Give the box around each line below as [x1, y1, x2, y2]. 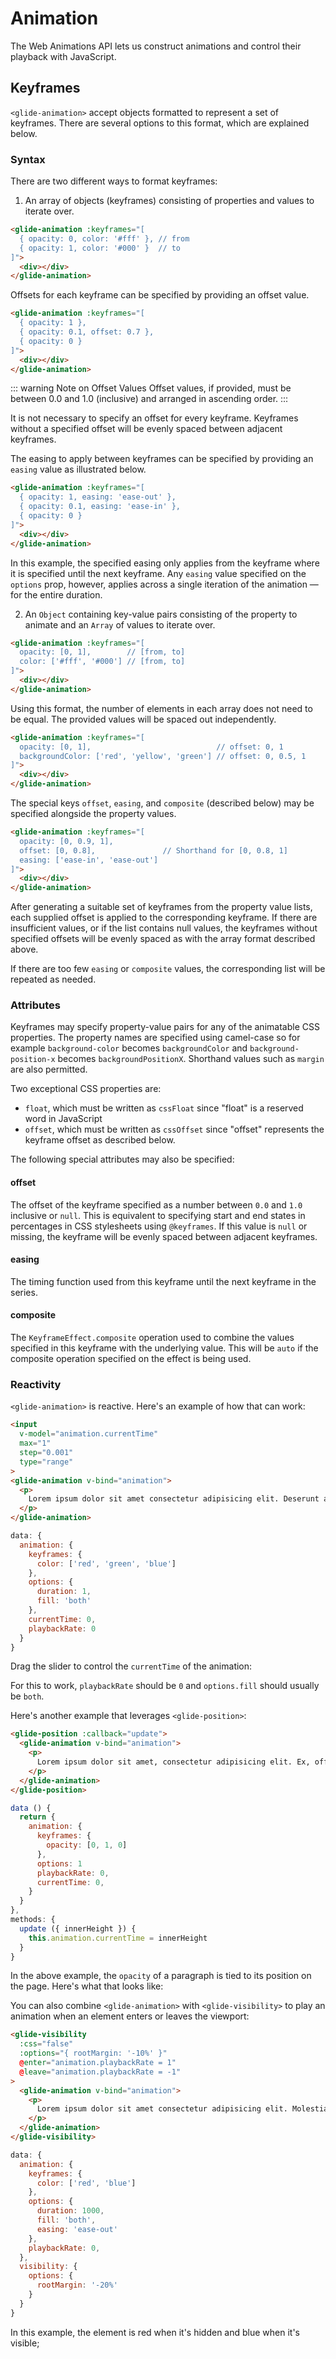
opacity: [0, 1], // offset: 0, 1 [19, 742, 284, 752]
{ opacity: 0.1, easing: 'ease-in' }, [19, 502, 182, 512]
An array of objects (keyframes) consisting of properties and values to [24, 195, 315, 207]
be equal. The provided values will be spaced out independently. [10, 713, 277, 725]
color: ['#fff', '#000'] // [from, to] [19, 657, 186, 667]
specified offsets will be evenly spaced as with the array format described [10, 933, 316, 945]
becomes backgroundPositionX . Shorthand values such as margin [57, 1053, 325, 1065]
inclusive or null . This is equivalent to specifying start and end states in [10, 1209, 306, 1221]
